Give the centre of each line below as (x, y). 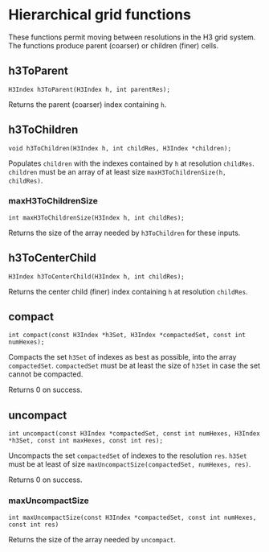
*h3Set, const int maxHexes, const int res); (86, 441)
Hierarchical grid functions (100, 15)
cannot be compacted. (46, 374)
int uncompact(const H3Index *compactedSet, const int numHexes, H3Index (134, 434)
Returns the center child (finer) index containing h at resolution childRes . (128, 291)
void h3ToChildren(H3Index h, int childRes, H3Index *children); (120, 148)
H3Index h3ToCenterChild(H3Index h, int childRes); (96, 276)
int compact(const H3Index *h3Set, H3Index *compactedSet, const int (127, 336)
